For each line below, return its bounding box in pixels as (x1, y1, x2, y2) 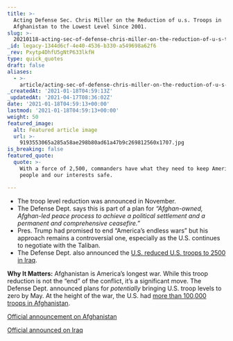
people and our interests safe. (19, 172, 113, 178)
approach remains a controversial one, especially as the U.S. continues (17, 233, 221, 242)
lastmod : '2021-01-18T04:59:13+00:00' (7, 107, 119, 114)
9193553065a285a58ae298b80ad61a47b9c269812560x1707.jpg (19, 140, 185, 147)
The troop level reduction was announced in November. (17, 197, 177, 205)
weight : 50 (7, 113, 39, 120)
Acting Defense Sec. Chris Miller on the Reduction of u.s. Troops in (13, 17, 222, 24)
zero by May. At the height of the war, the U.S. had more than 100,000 (7, 291, 207, 299)
